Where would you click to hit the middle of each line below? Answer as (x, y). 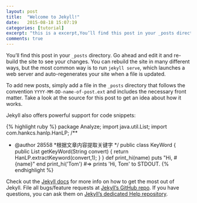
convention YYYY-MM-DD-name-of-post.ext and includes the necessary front (96, 92)
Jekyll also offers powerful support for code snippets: (71, 115)
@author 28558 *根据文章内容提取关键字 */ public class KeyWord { (95, 145)
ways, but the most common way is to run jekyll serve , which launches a (96, 68)
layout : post (22, 11)
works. (14, 104)
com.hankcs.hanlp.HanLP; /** (42, 133)
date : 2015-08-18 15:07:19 (42, 22)
